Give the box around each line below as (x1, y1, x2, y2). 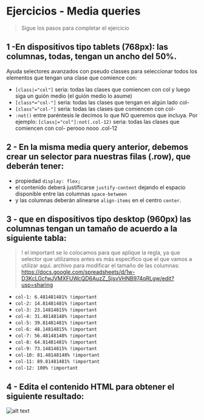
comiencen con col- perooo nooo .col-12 (15, 124, 118, 132)
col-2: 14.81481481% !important (15, 300, 97, 307)
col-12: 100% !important (15, 365, 78, 371)
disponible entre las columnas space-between (15, 190, 127, 197)
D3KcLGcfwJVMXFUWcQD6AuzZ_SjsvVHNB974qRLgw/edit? (21, 275, 174, 282)
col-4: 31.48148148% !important (15, 314, 97, 320)
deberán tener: (6, 161, 64, 171)
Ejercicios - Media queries (6, 4, 141, 18)
